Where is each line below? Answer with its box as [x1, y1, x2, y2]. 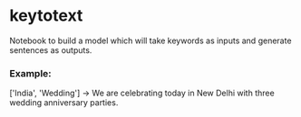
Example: [9, 67, 52, 79]
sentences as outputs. [9, 44, 92, 55]
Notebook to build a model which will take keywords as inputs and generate [9, 35, 292, 46]
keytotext [9, 5, 83, 26]
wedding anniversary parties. [9, 97, 119, 108]
